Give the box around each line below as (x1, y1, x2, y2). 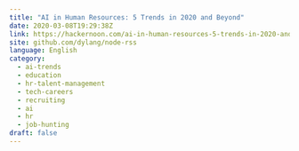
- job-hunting (17, 121, 69, 130)
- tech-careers (17, 87, 74, 96)
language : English (9, 46, 77, 55)
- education (17, 71, 62, 80)
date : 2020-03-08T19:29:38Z (9, 21, 114, 30)
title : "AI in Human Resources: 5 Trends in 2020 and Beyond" (9, 12, 245, 22)
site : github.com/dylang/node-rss (9, 37, 138, 47)
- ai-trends (17, 63, 62, 72)
